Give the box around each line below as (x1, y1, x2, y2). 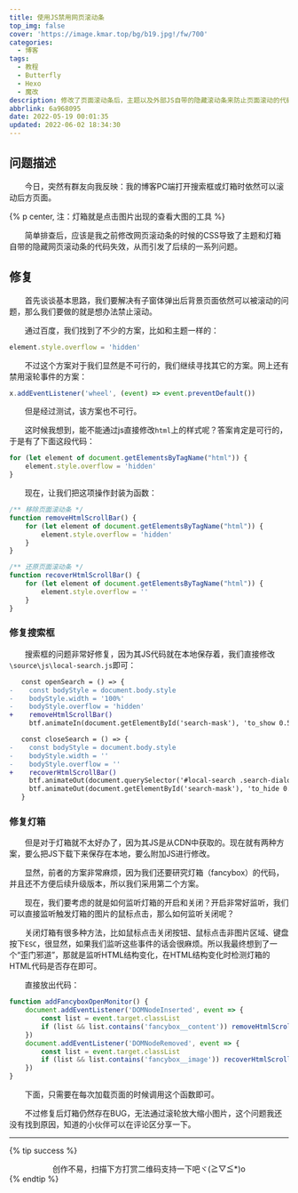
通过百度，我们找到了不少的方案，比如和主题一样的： (25, 325, 219, 335)
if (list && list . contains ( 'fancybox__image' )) (41, 1055, 220, 1064)
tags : (9, 54, 29, 63)
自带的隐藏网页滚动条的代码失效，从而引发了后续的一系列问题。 (9, 241, 242, 252)
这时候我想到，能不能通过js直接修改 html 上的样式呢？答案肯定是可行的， (25, 424, 288, 436)
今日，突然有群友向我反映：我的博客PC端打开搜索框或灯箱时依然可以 (25, 181, 277, 191)
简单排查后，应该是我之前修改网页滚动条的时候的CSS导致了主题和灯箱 (25, 230, 282, 240)
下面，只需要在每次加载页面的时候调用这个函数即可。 (25, 1089, 219, 1100)
